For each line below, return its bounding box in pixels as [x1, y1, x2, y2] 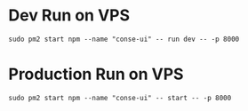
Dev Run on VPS [8, 5, 131, 26]
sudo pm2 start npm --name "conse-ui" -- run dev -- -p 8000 [8, 35, 240, 44]
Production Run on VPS [8, 64, 184, 84]
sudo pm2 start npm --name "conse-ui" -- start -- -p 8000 [8, 93, 232, 102]
